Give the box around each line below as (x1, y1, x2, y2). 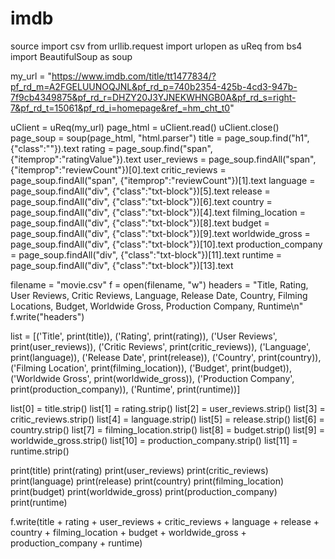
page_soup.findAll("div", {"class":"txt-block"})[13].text (10, 259, 234, 271)
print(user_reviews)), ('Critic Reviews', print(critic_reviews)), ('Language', (10, 340, 311, 352)
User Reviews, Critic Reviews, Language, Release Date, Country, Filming (10, 289, 308, 301)
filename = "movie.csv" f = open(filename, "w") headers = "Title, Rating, (10, 278, 309, 291)
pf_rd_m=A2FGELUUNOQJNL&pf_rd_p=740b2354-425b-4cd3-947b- (10, 80, 298, 92)
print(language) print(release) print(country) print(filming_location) (10, 475, 285, 487)
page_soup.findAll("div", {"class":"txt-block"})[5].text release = (10, 185, 271, 197)
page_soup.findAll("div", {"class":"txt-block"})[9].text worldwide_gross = (10, 227, 311, 239)
